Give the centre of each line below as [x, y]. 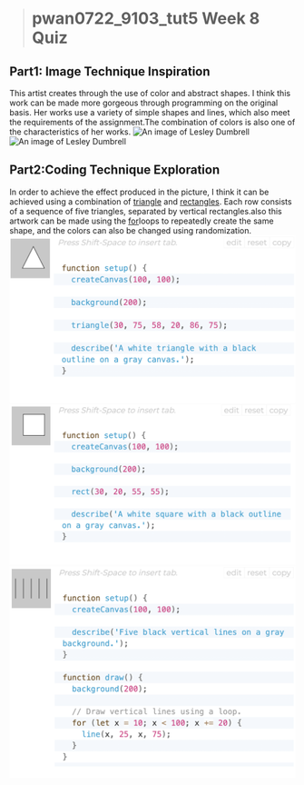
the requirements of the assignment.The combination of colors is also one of [152, 122]
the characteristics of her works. [70, 132]
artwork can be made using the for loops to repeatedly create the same [142, 221]
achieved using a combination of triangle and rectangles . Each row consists [151, 201]
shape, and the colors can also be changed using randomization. [131, 230]
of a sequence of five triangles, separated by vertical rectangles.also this [146, 211]
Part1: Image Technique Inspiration [110, 71]
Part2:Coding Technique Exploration [115, 170]
